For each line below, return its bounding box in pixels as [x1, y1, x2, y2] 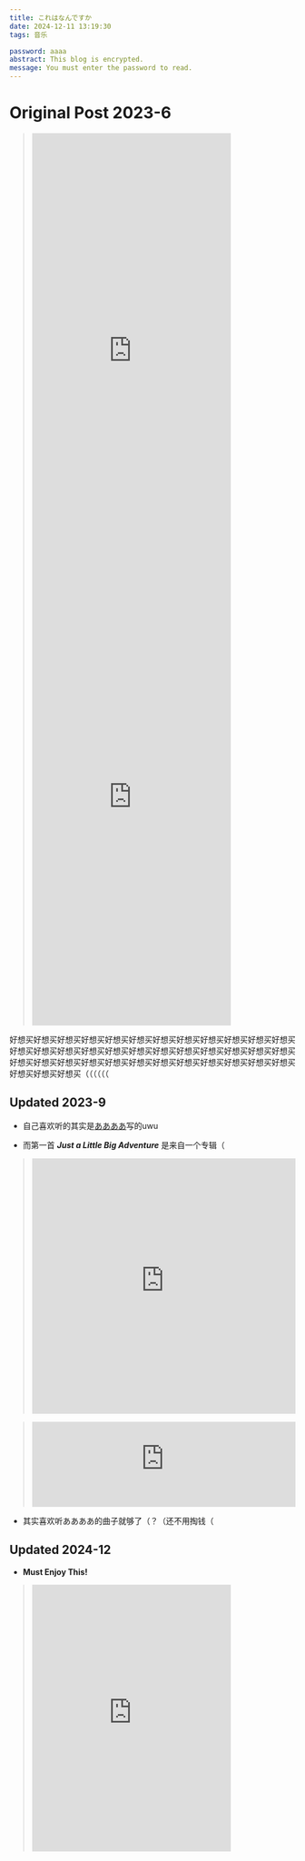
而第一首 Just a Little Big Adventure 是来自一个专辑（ [22, 1139, 225, 1150]
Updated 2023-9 [9, 1095, 106, 1111]
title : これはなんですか [9, 13, 93, 23]
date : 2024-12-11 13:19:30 [9, 22, 112, 31]
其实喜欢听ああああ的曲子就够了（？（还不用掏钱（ [22, 1515, 214, 1526]
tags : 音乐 [9, 30, 48, 39]
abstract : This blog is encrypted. [9, 55, 144, 64]
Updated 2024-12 [9, 1542, 112, 1558]
